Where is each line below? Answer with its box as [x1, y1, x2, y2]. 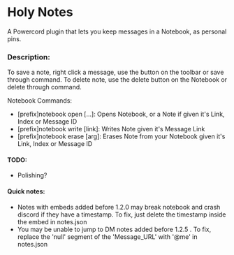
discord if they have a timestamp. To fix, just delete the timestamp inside [17, 210, 226, 219]
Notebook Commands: [7, 96, 72, 105]
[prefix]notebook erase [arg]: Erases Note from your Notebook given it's [17, 132, 226, 140]
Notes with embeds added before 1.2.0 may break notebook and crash [17, 203, 221, 211]
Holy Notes [7, 4, 73, 20]
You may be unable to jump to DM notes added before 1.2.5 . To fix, [17, 225, 212, 233]
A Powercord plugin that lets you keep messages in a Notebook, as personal [7, 27, 227, 36]
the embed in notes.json [17, 217, 87, 226]
